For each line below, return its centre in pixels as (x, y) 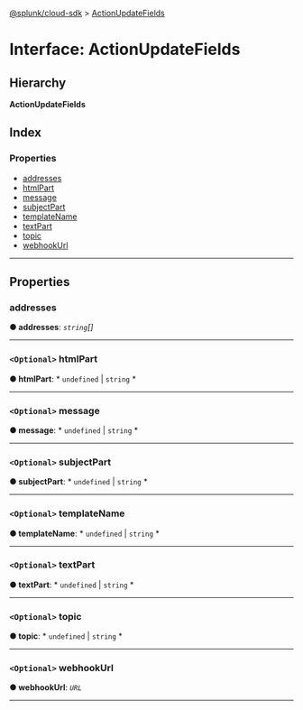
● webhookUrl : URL (46, 687)
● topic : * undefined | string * (66, 636)
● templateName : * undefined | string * (85, 533)
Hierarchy (38, 83)
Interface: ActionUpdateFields (125, 50)
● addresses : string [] (51, 327)
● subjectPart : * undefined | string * (78, 482)
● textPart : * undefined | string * (72, 585)
